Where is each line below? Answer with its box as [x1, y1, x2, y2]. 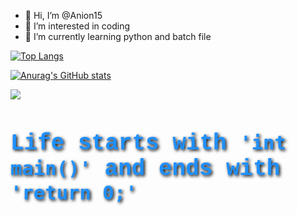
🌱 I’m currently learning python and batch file [24, 31, 212, 42]
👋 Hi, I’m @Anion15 [24, 10, 103, 21]
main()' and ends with [10, 156, 281, 183]
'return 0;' [10, 181, 138, 205]
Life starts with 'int [10, 130, 287, 157]
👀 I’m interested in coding [24, 20, 131, 32]
